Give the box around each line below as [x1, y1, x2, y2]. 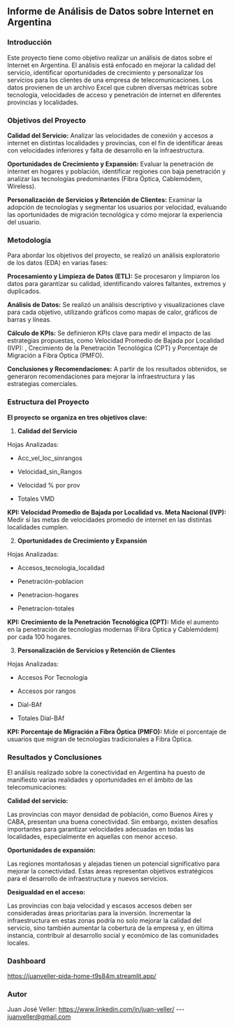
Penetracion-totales [17, 604, 75, 613]
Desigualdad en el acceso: [7, 887, 86, 896]
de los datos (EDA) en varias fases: [7, 259, 108, 267]
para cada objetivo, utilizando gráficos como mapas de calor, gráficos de [7, 308, 218, 317]
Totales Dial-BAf [17, 713, 65, 722]
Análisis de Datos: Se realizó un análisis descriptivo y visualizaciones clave [7, 301, 225, 309]
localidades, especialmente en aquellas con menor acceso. [7, 832, 178, 841]
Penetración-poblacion [17, 577, 84, 585]
